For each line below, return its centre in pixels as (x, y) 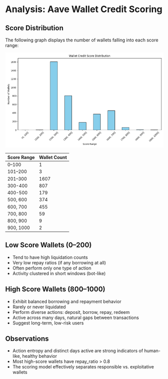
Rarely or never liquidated (39, 307)
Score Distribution (34, 28)
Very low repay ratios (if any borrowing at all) (59, 262)
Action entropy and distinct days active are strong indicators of (78, 351)
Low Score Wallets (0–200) (49, 245)
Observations (27, 338)
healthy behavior (40, 356)
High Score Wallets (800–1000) (55, 289)
